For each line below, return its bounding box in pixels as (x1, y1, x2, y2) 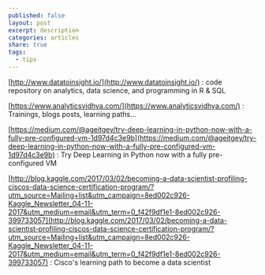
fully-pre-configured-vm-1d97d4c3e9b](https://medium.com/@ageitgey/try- (8, 133, 257, 142)
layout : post (8, 19, 51, 27)
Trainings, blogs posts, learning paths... (8, 109, 136, 119)
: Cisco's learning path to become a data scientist (50, 258, 211, 267)
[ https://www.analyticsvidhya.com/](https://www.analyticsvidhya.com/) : (8, 100, 244, 111)
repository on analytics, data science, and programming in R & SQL (8, 85, 226, 95)
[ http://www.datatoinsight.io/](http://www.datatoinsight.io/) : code (8, 77, 222, 87)
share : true (8, 41, 47, 49)
